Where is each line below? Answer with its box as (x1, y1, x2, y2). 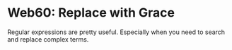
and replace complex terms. (7, 35, 89, 43)
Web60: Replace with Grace (7, 5, 175, 21)
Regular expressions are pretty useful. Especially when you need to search (7, 28, 225, 36)
